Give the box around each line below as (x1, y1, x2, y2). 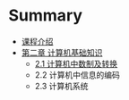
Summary (8, 5, 82, 26)
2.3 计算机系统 (34, 80, 89, 91)
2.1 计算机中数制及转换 (34, 58, 118, 69)
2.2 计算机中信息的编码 (34, 69, 120, 80)
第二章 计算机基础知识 (21, 46, 103, 58)
